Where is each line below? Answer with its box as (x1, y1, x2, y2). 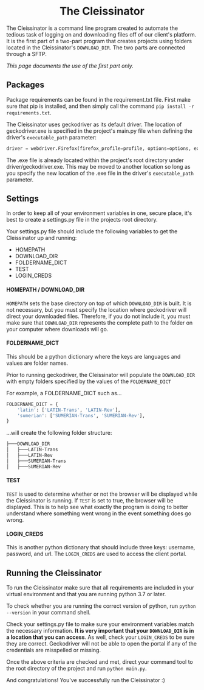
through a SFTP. (6, 50, 47, 57)
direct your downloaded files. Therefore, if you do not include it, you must (6, 312, 191, 320)
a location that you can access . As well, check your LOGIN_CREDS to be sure (6, 633, 195, 641)
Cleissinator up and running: (6, 234, 77, 242)
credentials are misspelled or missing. (6, 646, 101, 653)
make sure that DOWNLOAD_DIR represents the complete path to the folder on (6, 319, 193, 326)
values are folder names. (6, 359, 69, 367)
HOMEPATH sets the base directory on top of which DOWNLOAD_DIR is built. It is (6, 300, 192, 307)
